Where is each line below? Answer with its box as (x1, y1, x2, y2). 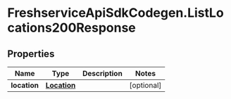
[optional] (129, 81, 162, 90)
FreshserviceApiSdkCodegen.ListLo (7, 5, 224, 21)
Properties (7, 48, 55, 60)
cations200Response (7, 20, 136, 36)
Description (82, 69, 123, 78)
